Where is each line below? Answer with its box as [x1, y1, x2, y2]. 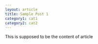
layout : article [5, 7, 38, 12]
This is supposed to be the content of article [5, 34, 93, 40]
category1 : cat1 [5, 16, 38, 21]
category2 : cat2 [5, 20, 38, 26]
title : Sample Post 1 [5, 12, 49, 16]
